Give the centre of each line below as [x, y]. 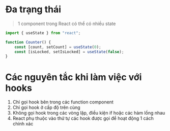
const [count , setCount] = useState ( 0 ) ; [58, 47]
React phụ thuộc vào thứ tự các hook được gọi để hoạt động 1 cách [83, 118]
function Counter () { [28, 42]
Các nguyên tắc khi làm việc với [74, 77]
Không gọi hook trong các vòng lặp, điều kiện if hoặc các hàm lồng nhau [89, 113]
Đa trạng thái [33, 9]
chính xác [23, 124]
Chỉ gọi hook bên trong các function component [63, 102]
